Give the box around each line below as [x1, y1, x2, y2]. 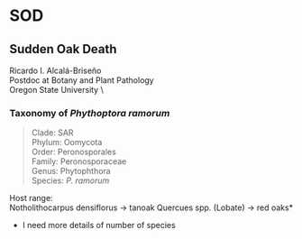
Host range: [9, 193, 53, 204]
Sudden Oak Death [9, 41, 117, 57]
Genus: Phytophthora [31, 166, 111, 177]
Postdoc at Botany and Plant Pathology [9, 75, 155, 86]
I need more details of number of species [22, 220, 176, 231]
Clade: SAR [31, 127, 74, 138]
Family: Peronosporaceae [31, 156, 127, 167]
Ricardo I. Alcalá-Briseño [9, 65, 102, 76]
